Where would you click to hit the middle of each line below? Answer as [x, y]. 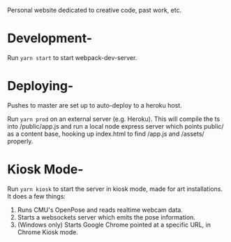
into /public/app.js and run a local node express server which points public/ [116, 126]
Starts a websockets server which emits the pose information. [106, 217]
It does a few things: [37, 196]
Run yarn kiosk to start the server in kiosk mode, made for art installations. [115, 189]
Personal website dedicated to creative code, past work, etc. [95, 10]
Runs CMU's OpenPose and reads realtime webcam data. [100, 210]
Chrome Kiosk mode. [47, 232]
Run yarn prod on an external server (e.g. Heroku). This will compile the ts [114, 119]
